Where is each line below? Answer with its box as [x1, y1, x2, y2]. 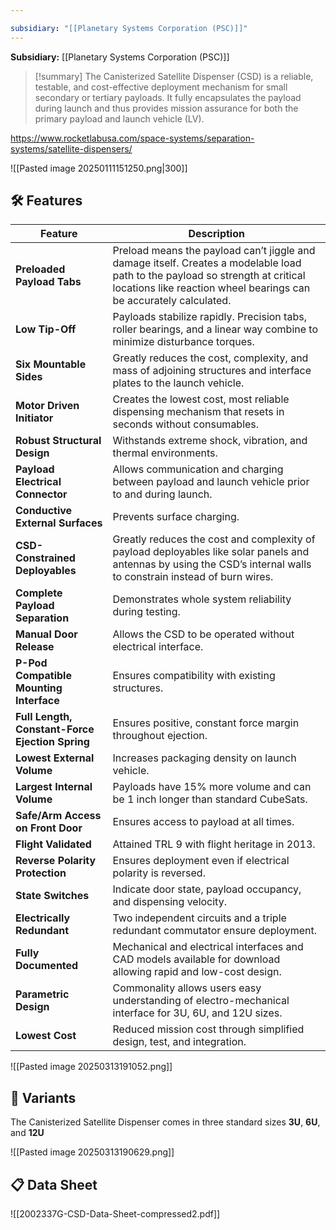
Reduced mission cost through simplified [112, 1022, 305, 1036]
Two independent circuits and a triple [112, 911, 287, 925]
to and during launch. [112, 487, 213, 501]
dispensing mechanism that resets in [112, 405, 285, 419]
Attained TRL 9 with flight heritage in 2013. [112, 837, 316, 851]
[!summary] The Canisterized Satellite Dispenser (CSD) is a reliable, [34, 70, 314, 82]
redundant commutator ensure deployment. [112, 924, 318, 938]
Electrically [15, 911, 71, 925]
